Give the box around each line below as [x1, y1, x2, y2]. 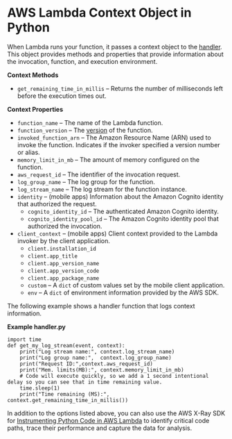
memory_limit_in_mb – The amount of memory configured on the [17, 155, 199, 164]
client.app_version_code [27, 267, 100, 274]
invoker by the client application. [17, 236, 111, 245]
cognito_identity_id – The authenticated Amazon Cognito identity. [27, 207, 220, 215]
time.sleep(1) [19, 384, 60, 392]
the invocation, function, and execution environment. [7, 57, 158, 65]
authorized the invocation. [27, 222, 102, 230]
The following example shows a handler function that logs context [7, 301, 195, 310]
